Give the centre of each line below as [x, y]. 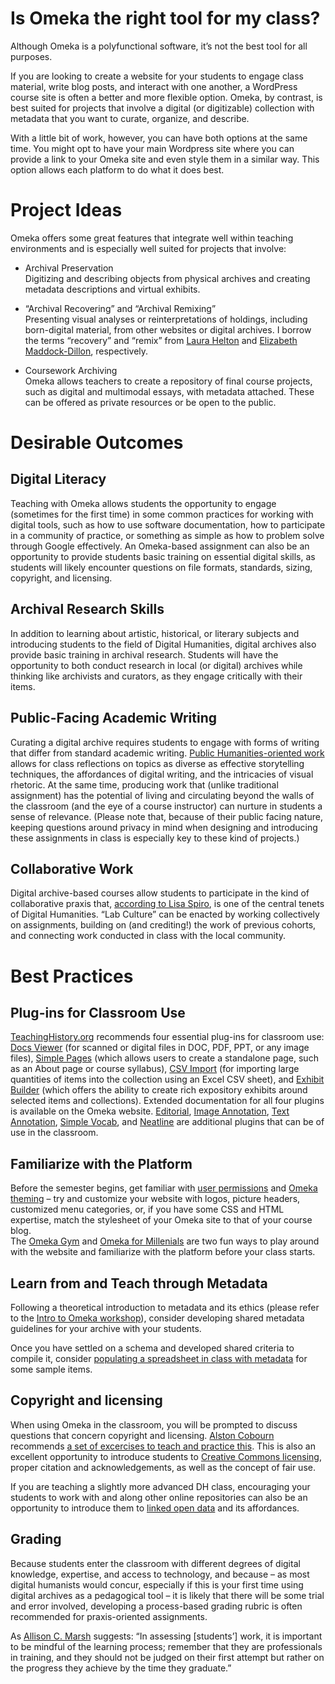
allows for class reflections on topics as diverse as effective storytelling [157, 763]
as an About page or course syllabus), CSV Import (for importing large [155, 1069]
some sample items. [51, 1369]
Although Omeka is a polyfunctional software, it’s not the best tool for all [159, 46]
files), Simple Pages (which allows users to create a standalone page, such [164, 1058]
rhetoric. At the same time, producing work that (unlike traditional [144, 784]
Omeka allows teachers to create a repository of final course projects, [168, 381]
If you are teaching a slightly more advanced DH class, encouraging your [160, 1486]
